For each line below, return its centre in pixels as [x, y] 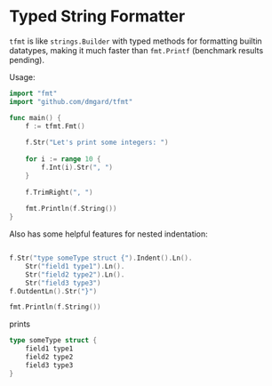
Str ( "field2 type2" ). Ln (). [75, 274]
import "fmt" [33, 93]
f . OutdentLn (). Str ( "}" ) [53, 291]
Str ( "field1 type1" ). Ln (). [75, 266]
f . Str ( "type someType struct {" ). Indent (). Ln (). [101, 258]
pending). [27, 60]
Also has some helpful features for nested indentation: [109, 234]
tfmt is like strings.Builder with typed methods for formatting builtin [136, 41]
